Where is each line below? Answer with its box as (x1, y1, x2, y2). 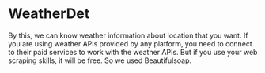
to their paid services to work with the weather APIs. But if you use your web (8, 47, 258, 57)
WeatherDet (8, 5, 90, 23)
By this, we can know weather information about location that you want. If (8, 31, 248, 40)
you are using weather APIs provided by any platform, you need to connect (8, 38, 253, 48)
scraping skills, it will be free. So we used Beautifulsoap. (8, 56, 192, 65)
